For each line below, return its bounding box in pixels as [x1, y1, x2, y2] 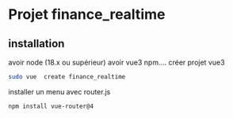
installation [8, 37, 65, 50]
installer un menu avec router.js [8, 87, 111, 96]
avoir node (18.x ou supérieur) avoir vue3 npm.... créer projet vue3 [8, 57, 225, 67]
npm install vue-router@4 [8, 102, 94, 110]
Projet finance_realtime [8, 6, 166, 24]
